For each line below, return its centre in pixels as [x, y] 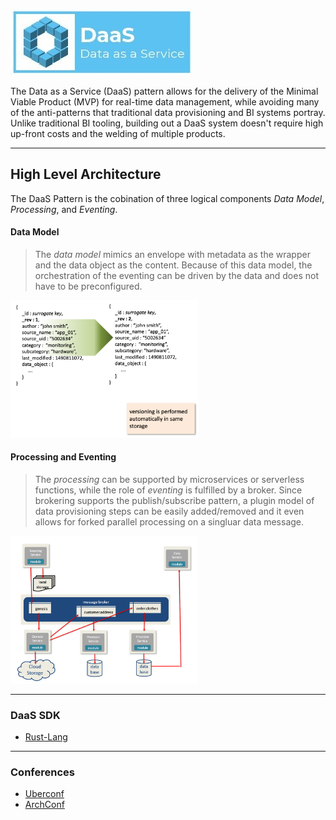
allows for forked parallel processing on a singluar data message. [169, 521]
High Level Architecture [86, 174]
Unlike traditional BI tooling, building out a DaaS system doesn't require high [167, 123]
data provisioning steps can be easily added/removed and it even [169, 511]
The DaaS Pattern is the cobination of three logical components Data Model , [167, 198]
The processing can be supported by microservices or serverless [169, 479]
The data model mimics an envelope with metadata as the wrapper [172, 255]
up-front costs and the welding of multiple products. [118, 133]
